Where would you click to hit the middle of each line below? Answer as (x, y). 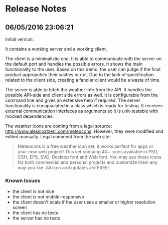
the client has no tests (35, 213)
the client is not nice (33, 191)
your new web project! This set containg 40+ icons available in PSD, (88, 152)
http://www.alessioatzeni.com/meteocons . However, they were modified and (84, 131)
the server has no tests (36, 218)
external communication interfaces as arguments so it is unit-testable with (82, 111)
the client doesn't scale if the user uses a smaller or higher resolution (84, 202)
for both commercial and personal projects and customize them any (88, 162)
